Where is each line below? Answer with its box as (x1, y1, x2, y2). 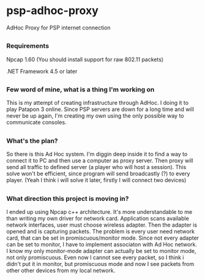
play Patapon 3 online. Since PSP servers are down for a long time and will (6, 105, 195, 113)
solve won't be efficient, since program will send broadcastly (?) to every (6, 170, 190, 178)
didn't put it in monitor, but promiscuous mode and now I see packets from (6, 260, 195, 267)
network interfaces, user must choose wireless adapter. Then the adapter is (6, 221, 198, 229)
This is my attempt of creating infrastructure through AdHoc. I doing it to (6, 99, 188, 107)
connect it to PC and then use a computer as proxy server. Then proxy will (6, 157, 194, 164)
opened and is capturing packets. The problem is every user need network (6, 228, 195, 235)
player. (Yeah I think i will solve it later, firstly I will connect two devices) (6, 176, 187, 184)
